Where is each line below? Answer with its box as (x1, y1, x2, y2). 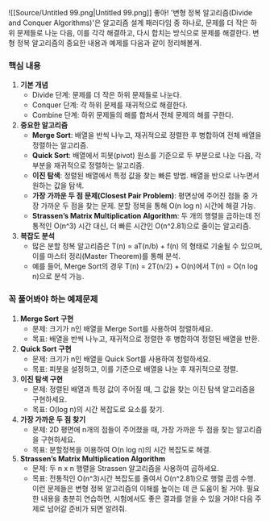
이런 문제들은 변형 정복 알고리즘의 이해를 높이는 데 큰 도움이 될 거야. (31, 483, 245, 493)
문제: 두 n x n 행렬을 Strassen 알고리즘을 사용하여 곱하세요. (31, 463, 219, 473)
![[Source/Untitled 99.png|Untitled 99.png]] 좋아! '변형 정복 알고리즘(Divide (8, 8, 252, 17)
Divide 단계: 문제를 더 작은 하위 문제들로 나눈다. (31, 90, 182, 100)
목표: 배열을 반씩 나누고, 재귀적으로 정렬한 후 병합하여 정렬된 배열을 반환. (31, 334, 260, 344)
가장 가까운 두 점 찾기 (19, 415, 86, 424)
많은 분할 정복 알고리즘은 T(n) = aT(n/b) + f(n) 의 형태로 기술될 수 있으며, (31, 241, 263, 251)
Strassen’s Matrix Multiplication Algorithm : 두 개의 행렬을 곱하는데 (31, 211, 252, 221)
